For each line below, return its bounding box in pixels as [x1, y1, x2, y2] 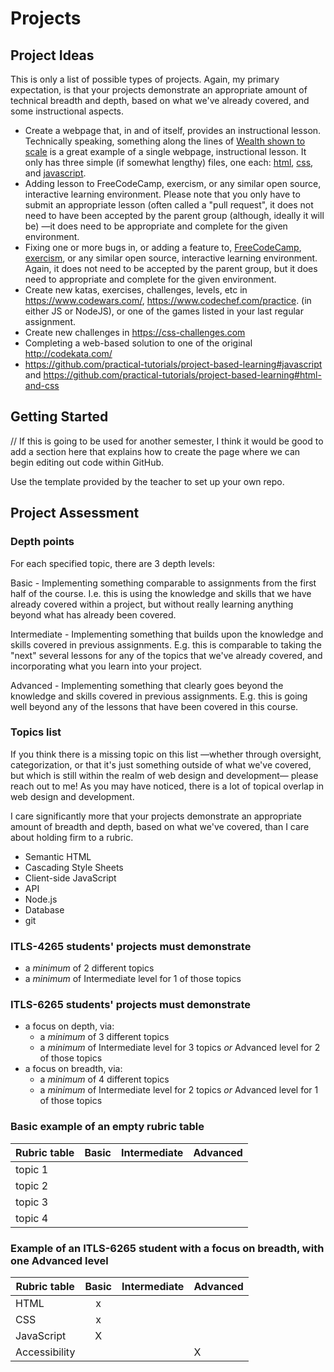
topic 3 [15, 1195, 49, 1209]
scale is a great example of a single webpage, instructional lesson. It [24, 146, 307, 157]
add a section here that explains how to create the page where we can [10, 445, 301, 457]
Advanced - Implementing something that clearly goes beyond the [10, 679, 284, 691]
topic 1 [15, 1162, 49, 1176]
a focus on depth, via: [24, 1020, 115, 1032]
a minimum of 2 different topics [24, 962, 155, 974]
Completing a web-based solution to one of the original [24, 337, 253, 349]
